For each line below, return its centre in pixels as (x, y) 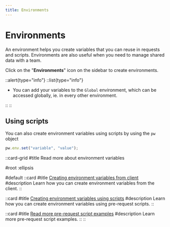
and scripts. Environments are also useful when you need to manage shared (85, 55)
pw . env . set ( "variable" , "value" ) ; (42, 148)
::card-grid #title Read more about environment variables (65, 158)
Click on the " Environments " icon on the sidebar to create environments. (82, 70)
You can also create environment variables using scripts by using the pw (80, 134)
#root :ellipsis (20, 168)
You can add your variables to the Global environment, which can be (84, 90)
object (12, 139)
